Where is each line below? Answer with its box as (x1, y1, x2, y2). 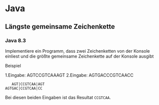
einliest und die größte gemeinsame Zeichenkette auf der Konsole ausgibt (5, 53, 154, 59)
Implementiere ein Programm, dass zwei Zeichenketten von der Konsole (5, 48, 150, 54)
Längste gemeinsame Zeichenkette (5, 22, 115, 31)
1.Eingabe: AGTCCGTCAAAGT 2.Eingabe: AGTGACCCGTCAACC (5, 72, 134, 78)
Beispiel (5, 63, 21, 68)
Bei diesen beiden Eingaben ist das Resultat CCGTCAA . (5, 94, 111, 100)
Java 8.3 (5, 37, 26, 44)
